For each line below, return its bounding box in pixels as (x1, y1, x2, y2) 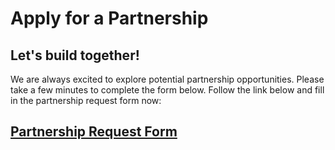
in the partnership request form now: (10, 95, 162, 106)
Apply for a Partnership (10, 7, 209, 30)
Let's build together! (10, 47, 140, 64)
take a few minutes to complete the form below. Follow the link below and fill (10, 84, 325, 96)
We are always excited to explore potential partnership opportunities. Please (10, 73, 325, 85)
